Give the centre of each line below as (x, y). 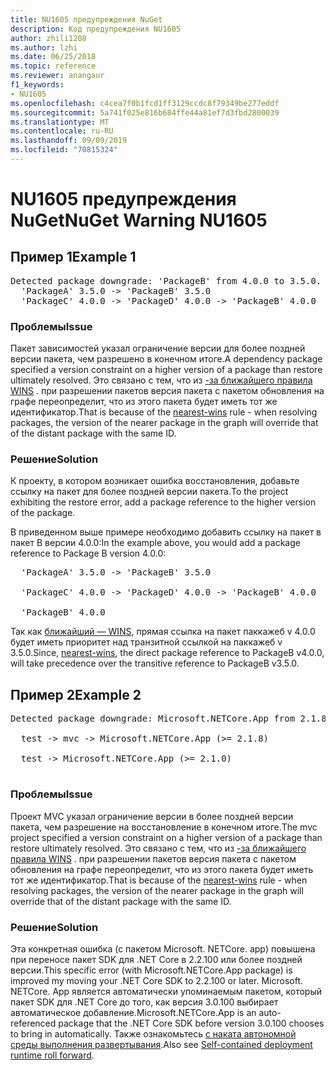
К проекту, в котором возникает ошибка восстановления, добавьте (155, 481)
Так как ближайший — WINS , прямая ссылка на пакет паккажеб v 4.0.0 (163, 632)
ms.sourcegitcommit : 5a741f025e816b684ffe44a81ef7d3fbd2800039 (145, 112)
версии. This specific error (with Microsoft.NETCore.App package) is (151, 970)
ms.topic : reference (53, 66)
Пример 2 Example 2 (76, 694)
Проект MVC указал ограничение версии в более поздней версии (152, 816)
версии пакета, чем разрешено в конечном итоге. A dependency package (166, 359)
